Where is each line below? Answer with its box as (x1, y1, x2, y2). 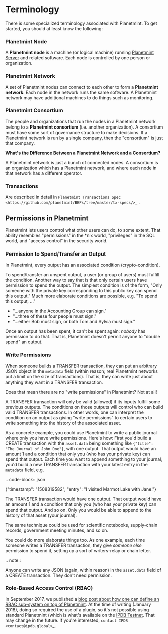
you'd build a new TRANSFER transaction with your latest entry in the (5, 461, 148, 467)
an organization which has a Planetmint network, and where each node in (5, 165, 157, 171)
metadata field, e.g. (5, 467, 44, 473)
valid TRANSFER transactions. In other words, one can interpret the (5, 409, 144, 415)
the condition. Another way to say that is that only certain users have (5, 277, 147, 283)
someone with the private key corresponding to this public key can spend (5, 288, 157, 294)
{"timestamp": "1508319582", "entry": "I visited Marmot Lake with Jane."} (5, 486, 157, 492)
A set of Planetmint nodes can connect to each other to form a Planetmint (5, 84, 159, 90)
